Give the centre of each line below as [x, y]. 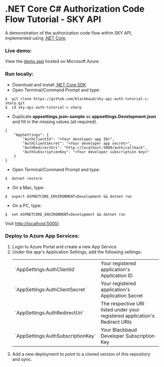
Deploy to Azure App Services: [42, 236]
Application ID [117, 275]
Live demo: [19, 51]
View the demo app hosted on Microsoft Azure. [52, 61]
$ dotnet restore [24, 178]
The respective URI [123, 304]
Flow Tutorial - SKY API [53, 19]
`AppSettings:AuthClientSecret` [51, 289]
